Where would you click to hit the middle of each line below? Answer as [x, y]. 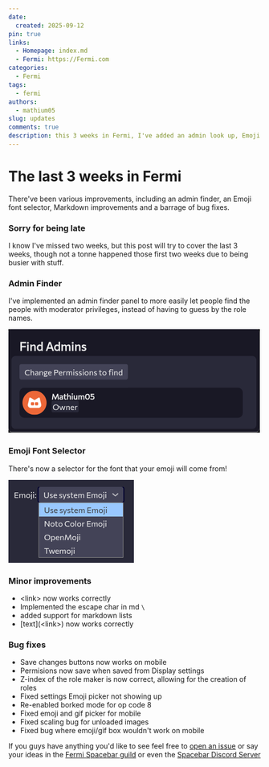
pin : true [25, 34]
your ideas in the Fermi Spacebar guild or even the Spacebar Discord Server [134, 755]
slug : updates [32, 119]
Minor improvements [50, 580]
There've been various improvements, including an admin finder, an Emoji [130, 199]
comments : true [34, 127]
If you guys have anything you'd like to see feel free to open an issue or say [133, 746]
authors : [23, 102]
